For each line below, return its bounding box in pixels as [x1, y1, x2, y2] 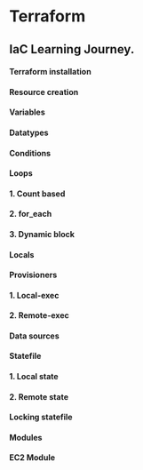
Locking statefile [9, 411, 73, 423]
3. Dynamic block [9, 228, 75, 239]
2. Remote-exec [9, 310, 69, 321]
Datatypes [9, 127, 49, 138]
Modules [9, 432, 43, 442]
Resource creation [9, 86, 79, 97]
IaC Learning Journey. [9, 42, 135, 57]
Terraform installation [9, 67, 91, 77]
